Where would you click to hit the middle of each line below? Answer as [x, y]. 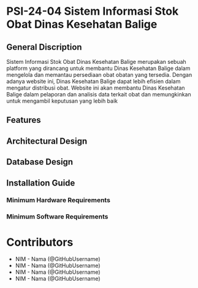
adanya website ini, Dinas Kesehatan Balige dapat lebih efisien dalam [93, 81]
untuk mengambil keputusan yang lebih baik [62, 101]
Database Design [40, 162]
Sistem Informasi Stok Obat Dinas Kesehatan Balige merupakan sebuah [97, 62]
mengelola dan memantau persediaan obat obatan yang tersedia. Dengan [99, 75]
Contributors [40, 242]
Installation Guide [41, 183]
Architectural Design [47, 141]
